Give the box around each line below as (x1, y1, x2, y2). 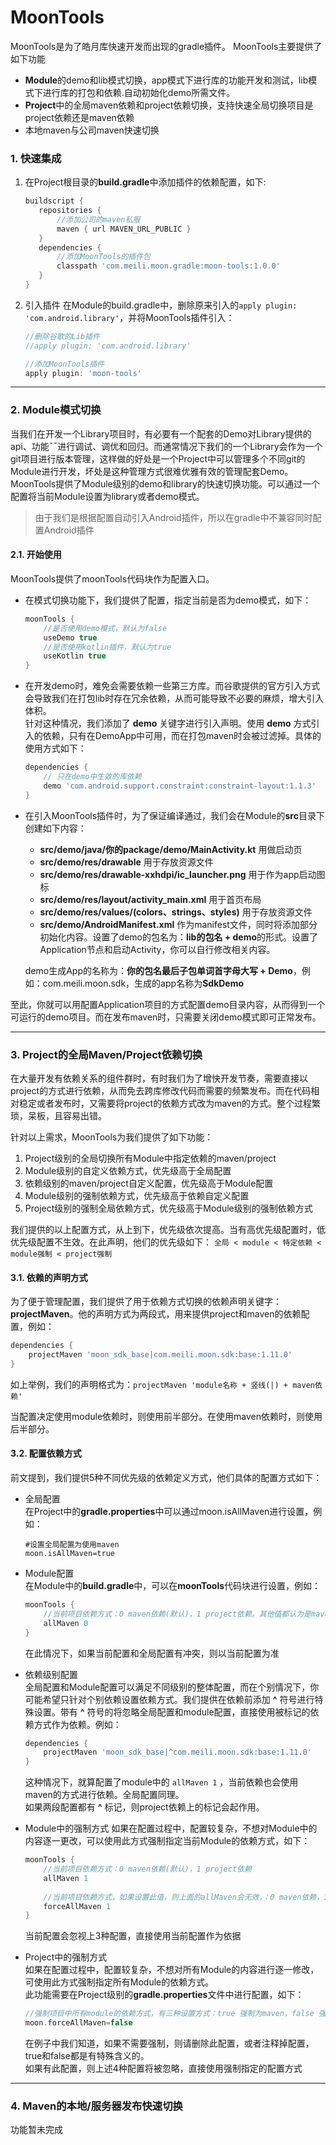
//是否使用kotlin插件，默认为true (43, 642, 172, 652)
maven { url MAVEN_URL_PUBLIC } (56, 224, 192, 234)
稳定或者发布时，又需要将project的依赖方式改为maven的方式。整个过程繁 (18, 1097, 322, 1110)
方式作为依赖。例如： (33, 1718, 122, 1730)
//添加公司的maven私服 (56, 214, 141, 225)
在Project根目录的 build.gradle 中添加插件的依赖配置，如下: (24, 176, 267, 188)
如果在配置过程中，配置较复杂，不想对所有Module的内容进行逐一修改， (24, 1964, 320, 1976)
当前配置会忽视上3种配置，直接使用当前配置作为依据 (24, 1930, 242, 1942)
